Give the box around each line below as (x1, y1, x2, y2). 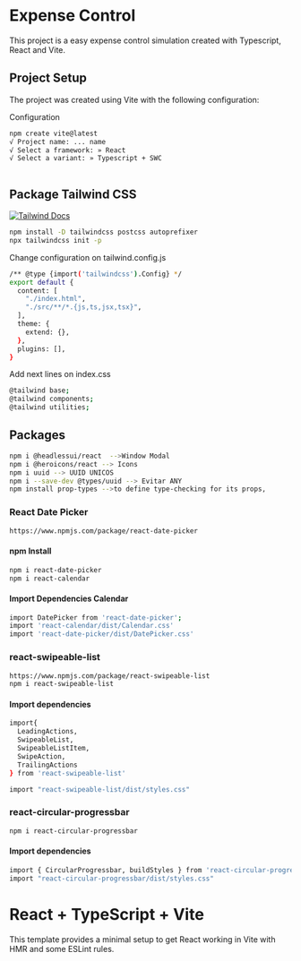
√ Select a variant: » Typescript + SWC (9, 154, 163, 163)
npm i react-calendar (9, 574, 90, 583)
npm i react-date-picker (9, 565, 102, 574)
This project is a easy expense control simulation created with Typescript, (9, 35, 282, 46)
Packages (9, 427, 65, 443)
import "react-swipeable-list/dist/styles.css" (9, 785, 191, 794)
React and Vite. (9, 44, 65, 55)
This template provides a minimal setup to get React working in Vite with (9, 933, 276, 945)
